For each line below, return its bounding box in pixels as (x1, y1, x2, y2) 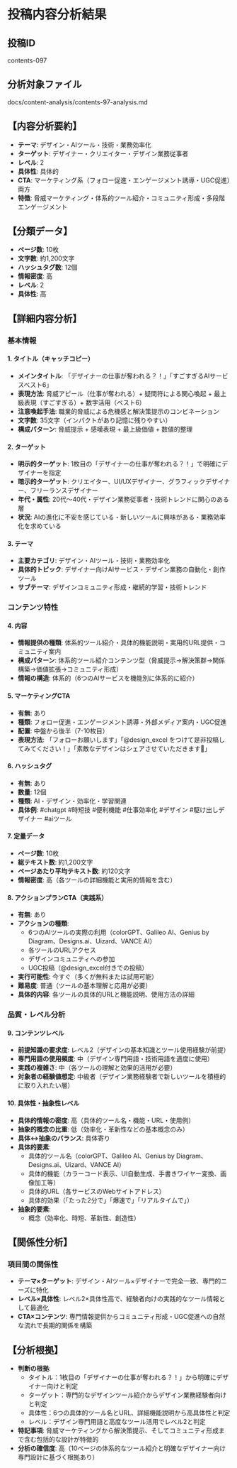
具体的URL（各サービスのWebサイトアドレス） (28, 1187, 166, 1195)
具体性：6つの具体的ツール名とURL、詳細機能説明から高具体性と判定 (28, 1408, 231, 1417)
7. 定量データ (7, 832, 45, 840)
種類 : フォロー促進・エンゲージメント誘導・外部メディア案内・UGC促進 (17, 718, 227, 726)
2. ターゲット (7, 442, 46, 451)
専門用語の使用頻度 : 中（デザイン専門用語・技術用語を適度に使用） (17, 1055, 214, 1063)
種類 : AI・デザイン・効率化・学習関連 (17, 796, 127, 805)
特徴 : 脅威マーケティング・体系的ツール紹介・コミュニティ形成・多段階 (17, 193, 225, 202)
